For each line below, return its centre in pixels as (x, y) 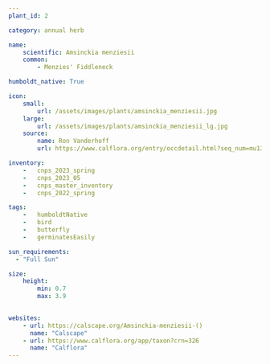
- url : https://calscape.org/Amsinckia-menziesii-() (113, 325)
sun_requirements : (39, 252)
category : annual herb (46, 30)
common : (35, 60)
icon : (17, 96)
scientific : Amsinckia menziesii (79, 52)
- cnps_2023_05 (52, 178)
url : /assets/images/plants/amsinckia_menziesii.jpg (127, 111)
